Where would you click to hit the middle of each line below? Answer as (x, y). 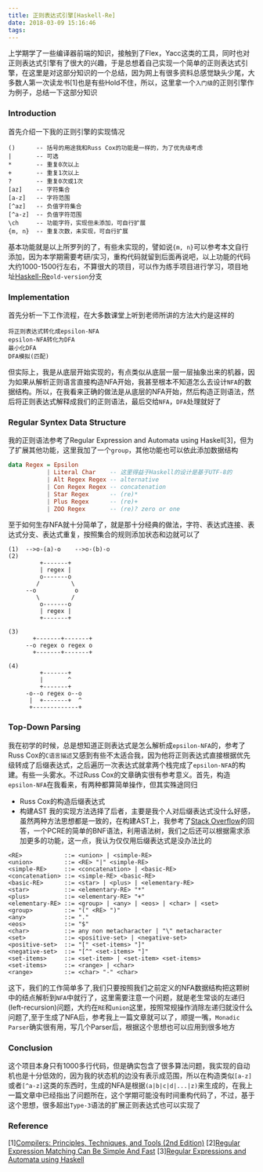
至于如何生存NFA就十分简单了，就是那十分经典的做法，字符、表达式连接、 (128, 525)
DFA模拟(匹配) (29, 356)
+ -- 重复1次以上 (44, 173)
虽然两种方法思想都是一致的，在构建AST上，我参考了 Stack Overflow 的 (133, 820)
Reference (28, 1126)
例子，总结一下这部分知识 (56, 93)
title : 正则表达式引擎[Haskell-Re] (62, 15)
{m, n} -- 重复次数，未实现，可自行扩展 (68, 231)
